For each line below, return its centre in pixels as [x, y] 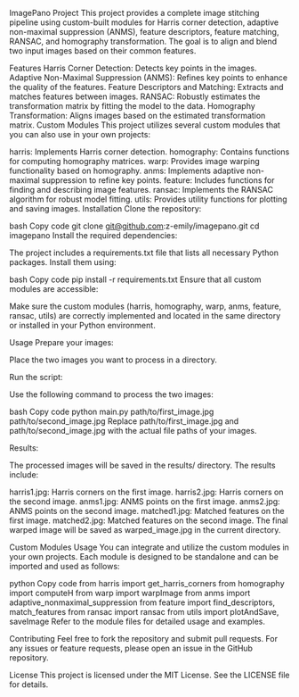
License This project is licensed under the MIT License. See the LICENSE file [149, 675]
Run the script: [36, 377]
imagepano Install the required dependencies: [93, 235]
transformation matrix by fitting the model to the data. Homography [132, 106]
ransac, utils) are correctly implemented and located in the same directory [145, 315]
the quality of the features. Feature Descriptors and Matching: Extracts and [146, 87]
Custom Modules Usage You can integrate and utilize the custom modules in [149, 547]
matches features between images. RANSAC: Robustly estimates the [135, 96]
